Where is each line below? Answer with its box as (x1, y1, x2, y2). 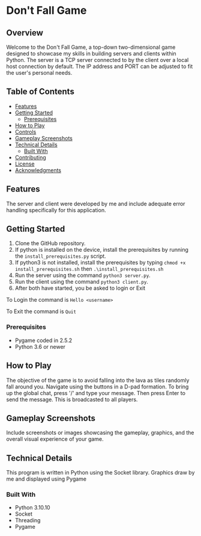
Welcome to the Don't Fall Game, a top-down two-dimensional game (6, 43, 176, 51)
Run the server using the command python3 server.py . (14, 272, 151, 279)
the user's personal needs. (6, 69, 73, 76)
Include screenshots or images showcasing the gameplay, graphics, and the (6, 429, 194, 437)
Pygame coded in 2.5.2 (14, 337, 73, 344)
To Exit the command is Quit (6, 308, 77, 315)
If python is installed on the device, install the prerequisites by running (14, 246, 189, 254)
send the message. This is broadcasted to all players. (6, 396, 138, 403)
